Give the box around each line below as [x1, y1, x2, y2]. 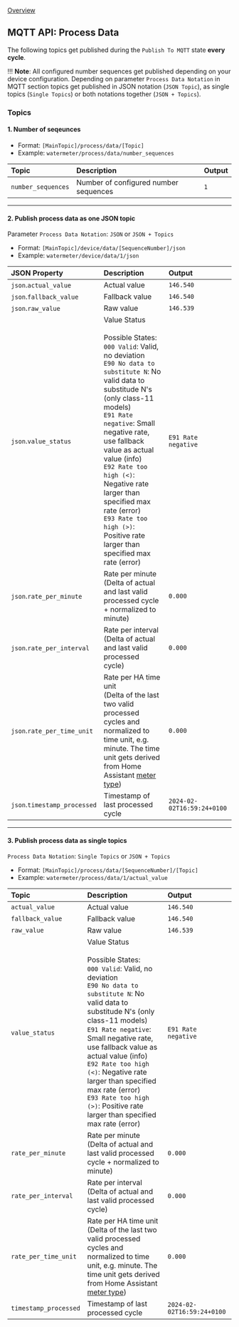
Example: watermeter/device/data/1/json [17, 251, 139, 260]
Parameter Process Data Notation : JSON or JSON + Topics [7, 230, 174, 238]
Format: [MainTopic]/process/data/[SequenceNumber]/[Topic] [17, 866, 198, 874]
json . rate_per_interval [11, 643, 90, 653]
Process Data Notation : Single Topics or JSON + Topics [7, 852, 171, 861]
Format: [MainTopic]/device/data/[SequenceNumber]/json [17, 244, 186, 252]
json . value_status [11, 436, 72, 446]
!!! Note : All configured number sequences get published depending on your [7, 67, 231, 76]
